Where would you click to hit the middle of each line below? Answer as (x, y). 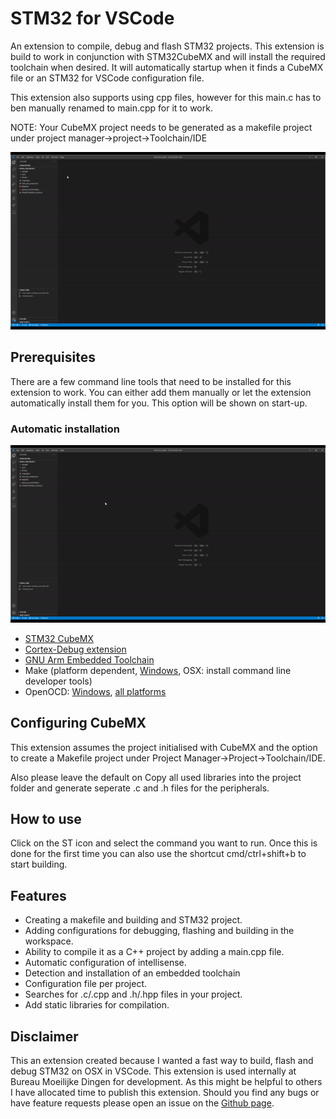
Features (38, 895)
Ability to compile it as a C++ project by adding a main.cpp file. (154, 952)
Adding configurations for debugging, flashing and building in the (159, 931)
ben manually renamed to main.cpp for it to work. (111, 108)
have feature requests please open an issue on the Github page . (142, 1103)
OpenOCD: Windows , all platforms (95, 691)
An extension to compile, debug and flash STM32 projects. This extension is (167, 46)
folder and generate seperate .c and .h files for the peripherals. (140, 788)
